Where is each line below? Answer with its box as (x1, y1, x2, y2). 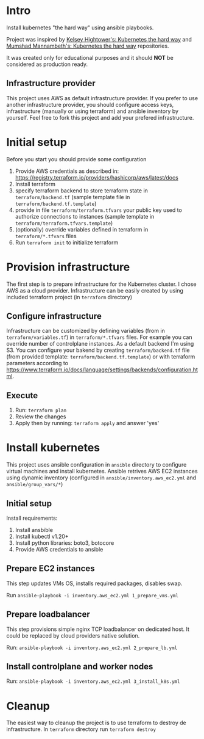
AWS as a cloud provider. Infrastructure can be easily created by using (6, 286, 184, 294)
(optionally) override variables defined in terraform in (15, 225, 149, 233)
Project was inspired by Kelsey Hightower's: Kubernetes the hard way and (6, 35, 192, 43)
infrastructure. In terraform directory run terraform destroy (6, 726, 157, 733)
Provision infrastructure (6, 260, 130, 274)
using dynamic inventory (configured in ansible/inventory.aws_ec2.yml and (6, 474, 197, 481)
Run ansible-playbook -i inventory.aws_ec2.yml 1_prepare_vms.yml (6, 591, 178, 599)
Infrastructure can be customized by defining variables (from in (6, 327, 166, 335)
